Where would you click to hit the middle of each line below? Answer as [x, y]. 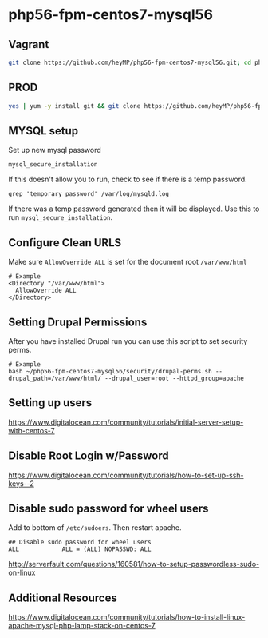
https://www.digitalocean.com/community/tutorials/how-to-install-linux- [127, 617]
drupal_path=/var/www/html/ [55, 378]
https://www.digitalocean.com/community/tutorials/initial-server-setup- [126, 422]
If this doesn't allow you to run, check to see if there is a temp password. [128, 179]
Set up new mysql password [55, 150]
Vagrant [29, 44]
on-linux [22, 572]
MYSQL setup [43, 131]
